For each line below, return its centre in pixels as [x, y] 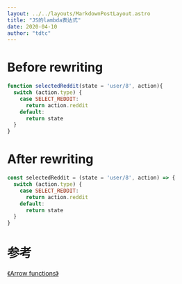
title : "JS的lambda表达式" [44, 20]
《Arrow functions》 [33, 274]
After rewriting [50, 159]
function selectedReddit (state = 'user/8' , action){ [85, 86]
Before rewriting [55, 68]
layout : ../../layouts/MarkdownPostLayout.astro [79, 14]
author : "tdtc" [29, 33]
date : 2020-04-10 [32, 26]
